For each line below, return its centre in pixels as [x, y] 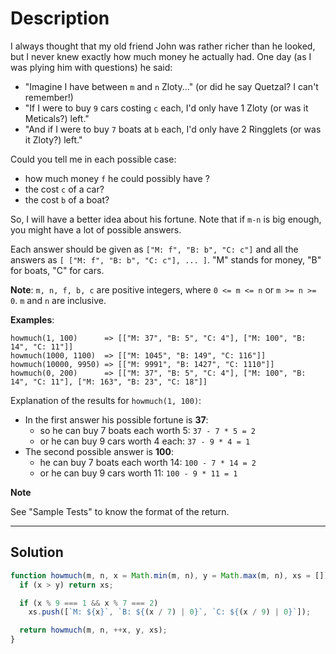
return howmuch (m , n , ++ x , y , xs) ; [93, 630]
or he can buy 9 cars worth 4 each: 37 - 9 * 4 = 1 [145, 441]
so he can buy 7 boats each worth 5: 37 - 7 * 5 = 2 [147, 430]
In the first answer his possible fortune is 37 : [116, 419]
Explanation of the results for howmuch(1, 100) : [106, 400]
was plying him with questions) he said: [91, 67]
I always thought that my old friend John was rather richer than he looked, [163, 46]
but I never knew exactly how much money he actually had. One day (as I [161, 56]
